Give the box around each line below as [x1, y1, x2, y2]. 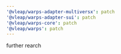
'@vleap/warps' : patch [6, 25, 64, 32]
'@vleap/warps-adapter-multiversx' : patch [6, 8, 115, 15]
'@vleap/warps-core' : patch [6, 20, 77, 26]
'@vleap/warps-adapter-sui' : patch [6, 14, 96, 20]
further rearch [6, 42, 41, 49]
